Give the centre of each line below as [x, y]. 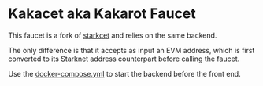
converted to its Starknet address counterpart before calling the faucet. [124, 59]
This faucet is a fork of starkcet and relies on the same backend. [113, 35]
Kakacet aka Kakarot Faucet [102, 14]
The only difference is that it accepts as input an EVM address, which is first [131, 50]
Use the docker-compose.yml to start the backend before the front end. [125, 73]
